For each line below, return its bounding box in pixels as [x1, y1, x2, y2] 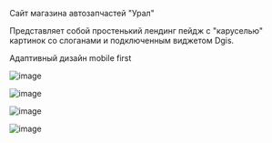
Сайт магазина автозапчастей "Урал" [9, 8, 155, 18]
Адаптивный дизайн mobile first [9, 53, 132, 63]
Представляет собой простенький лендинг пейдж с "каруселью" [9, 26, 264, 36]
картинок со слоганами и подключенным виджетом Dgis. [9, 36, 235, 46]
